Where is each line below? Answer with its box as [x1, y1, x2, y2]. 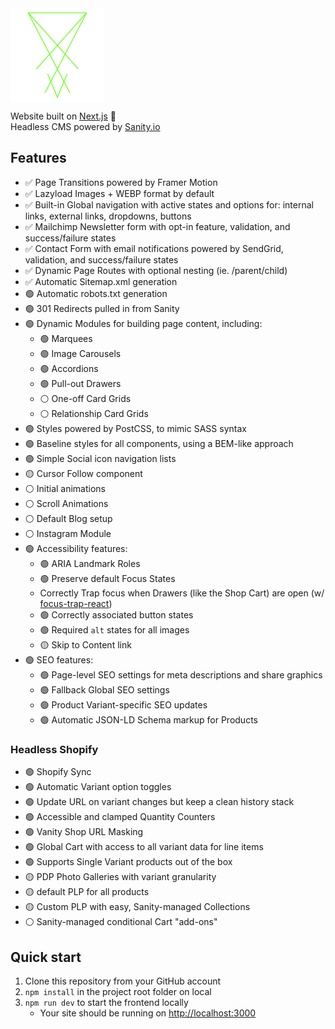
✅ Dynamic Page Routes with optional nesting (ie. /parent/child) [24, 264, 288, 276]
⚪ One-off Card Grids [39, 392, 132, 404]
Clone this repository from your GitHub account [24, 975, 222, 987]
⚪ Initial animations [24, 482, 106, 494]
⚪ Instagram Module [24, 527, 112, 539]
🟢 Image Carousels [39, 347, 122, 359]
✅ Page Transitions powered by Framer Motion [24, 176, 218, 188]
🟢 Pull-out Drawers [39, 377, 122, 389]
